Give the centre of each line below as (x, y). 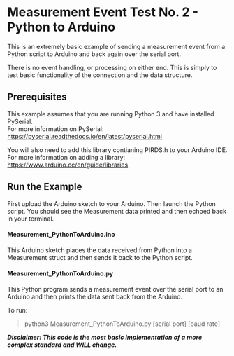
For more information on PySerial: (56, 129)
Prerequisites (37, 97)
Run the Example (45, 187)
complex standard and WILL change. (62, 345)
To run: (17, 310)
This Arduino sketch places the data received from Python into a (100, 250)
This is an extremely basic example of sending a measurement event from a (116, 46)
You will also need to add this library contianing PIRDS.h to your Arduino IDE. (117, 150)
